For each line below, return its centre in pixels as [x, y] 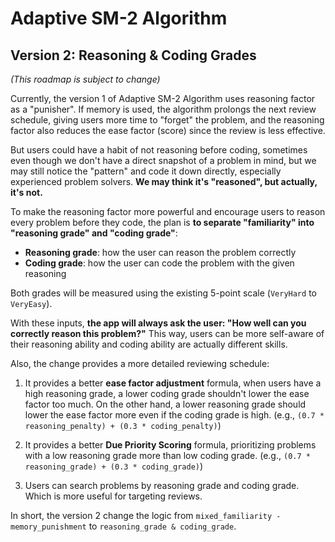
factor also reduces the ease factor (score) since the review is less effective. [168, 130]
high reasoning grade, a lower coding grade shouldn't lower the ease [167, 393]
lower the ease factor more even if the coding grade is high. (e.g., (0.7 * [174, 415]
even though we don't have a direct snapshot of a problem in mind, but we [163, 160]
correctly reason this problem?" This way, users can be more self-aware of [167, 333]
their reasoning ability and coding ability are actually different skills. [149, 344]
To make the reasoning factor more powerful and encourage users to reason [168, 211]
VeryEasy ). [31, 303]
